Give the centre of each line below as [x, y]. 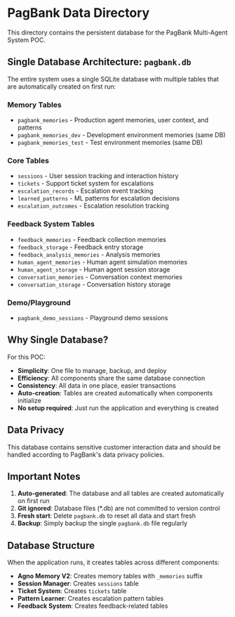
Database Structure [51, 546]
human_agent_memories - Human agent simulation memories [102, 262]
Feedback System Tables [51, 224]
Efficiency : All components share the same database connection [111, 378]
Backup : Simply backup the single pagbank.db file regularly [102, 523]
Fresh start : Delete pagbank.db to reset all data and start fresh [107, 516]
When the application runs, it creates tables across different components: [113, 562]
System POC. [26, 39]
